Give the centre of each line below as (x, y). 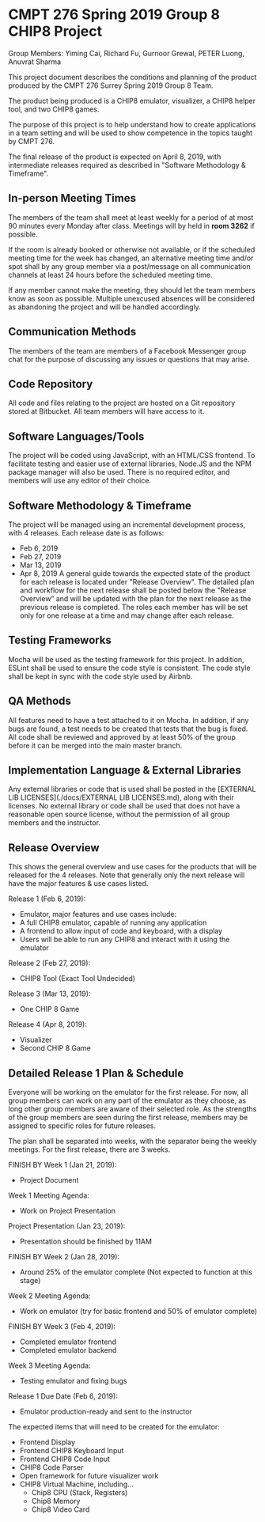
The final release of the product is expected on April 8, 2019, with (115, 157)
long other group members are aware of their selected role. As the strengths (132, 1109)
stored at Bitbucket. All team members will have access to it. (106, 411)
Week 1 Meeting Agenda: (49, 1195)
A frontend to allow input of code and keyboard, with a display (121, 931)
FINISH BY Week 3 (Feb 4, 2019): (62, 1327)
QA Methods (40, 701)
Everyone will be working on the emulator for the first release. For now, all (128, 1092)
